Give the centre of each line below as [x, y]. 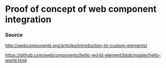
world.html [16, 61]
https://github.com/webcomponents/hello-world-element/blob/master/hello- [83, 55]
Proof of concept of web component [81, 9]
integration [28, 19]
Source [14, 35]
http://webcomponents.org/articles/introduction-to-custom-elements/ [76, 46]
